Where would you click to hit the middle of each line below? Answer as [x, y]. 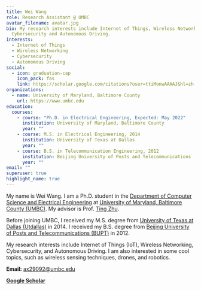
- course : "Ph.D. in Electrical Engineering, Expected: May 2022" [101, 117]
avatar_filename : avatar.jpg [42, 23]
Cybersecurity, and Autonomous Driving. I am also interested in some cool [98, 251]
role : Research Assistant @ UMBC [48, 17]
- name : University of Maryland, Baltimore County [76, 95]
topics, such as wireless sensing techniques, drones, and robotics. [88, 257]
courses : [22, 112]
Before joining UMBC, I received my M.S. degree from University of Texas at [100, 220]
